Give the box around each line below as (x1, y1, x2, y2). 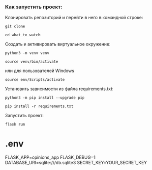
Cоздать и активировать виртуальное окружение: (5, 41, 111, 47)
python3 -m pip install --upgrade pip (5, 96, 85, 100)
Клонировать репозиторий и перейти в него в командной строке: (5, 15, 143, 21)
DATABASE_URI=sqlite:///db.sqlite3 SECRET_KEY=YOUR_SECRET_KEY (5, 160, 147, 166)
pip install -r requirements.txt (5, 104, 74, 109)
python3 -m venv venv (5, 50, 50, 56)
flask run (5, 122, 26, 127)
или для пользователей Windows (5, 68, 75, 74)
